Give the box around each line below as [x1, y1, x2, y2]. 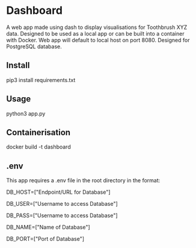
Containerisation [6, 127, 71, 138]
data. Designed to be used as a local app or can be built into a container [6, 30, 185, 37]
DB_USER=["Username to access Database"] [6, 200, 118, 208]
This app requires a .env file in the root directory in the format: [6, 177, 161, 184]
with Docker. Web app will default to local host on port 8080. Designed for [6, 36, 190, 43]
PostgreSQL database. [6, 43, 62, 50]
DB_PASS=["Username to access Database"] [6, 212, 118, 219]
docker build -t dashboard [6, 143, 71, 151]
